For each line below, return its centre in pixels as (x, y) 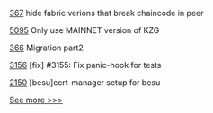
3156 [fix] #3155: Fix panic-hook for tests (85, 65)
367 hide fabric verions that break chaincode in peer (106, 13)
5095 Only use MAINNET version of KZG (84, 30)
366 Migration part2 (46, 48)
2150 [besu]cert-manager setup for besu (85, 83)
